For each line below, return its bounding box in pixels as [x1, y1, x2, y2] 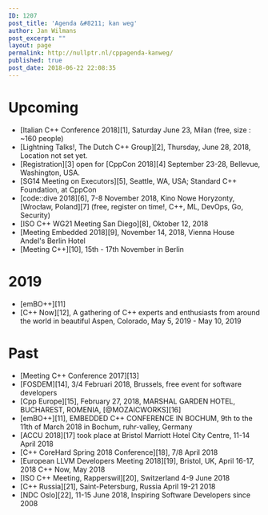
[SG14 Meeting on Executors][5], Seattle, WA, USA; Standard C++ [19, 176, 238, 185]
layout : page [8, 42, 52, 50]
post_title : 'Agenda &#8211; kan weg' [8, 19, 138, 27]
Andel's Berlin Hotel [19, 236, 86, 245]
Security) [19, 210, 50, 220]
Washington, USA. [19, 168, 80, 177]
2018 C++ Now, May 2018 [19, 464, 106, 474]
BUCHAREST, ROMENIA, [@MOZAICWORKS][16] [19, 404, 182, 414]
